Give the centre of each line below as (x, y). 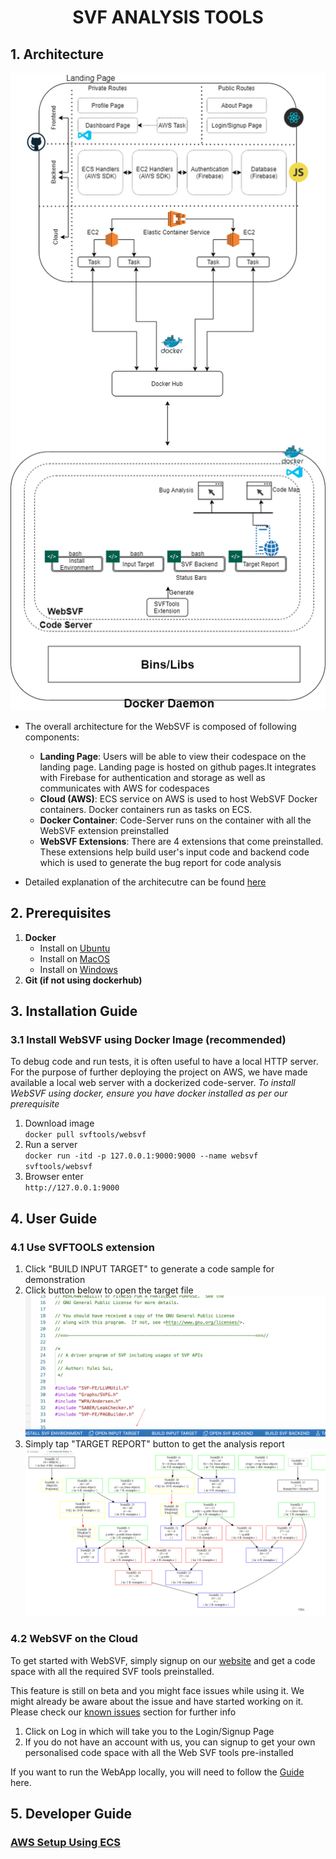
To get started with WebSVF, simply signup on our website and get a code (163, 1660)
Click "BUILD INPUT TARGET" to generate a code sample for (149, 1269)
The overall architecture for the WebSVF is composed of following (160, 726)
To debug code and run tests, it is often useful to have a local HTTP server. (164, 1062)
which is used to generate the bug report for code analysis (160, 862)
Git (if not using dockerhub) (83, 980)
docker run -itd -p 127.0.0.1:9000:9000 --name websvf (141, 1156)
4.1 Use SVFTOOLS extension (82, 1247)
